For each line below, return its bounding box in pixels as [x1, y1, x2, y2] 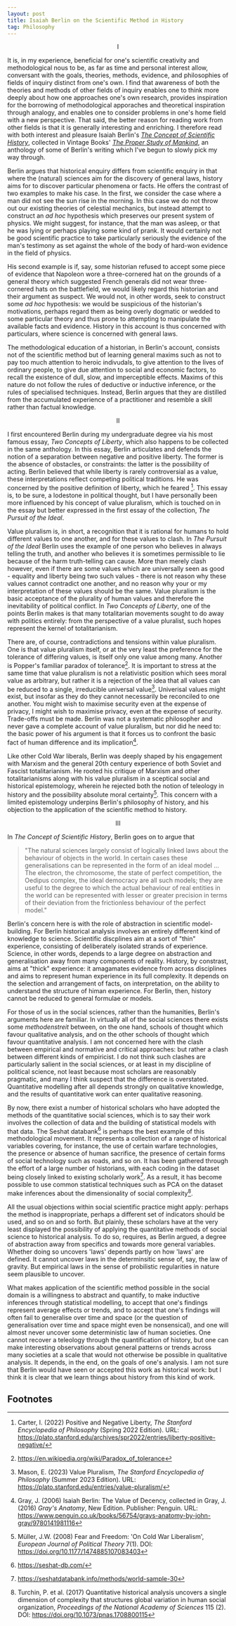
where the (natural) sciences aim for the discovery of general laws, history [7, 174, 223, 183]
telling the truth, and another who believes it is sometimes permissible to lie [7, 549, 225, 558]
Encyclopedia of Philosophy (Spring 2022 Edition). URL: [17, 1426, 180, 1434]
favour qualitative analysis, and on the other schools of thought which [7, 1030, 209, 1038]
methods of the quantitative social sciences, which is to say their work [7, 1110, 211, 1119]
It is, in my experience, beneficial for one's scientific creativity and [7, 56, 199, 65]
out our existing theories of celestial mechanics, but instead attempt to [7, 204, 211, 213]
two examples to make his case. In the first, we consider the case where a [7, 189, 222, 197]
